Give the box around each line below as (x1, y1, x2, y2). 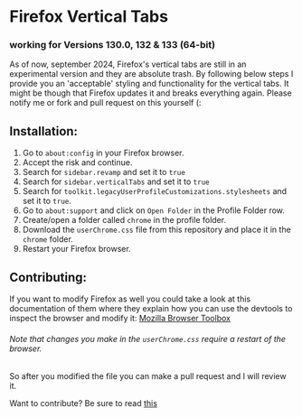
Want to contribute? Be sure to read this (9, 398, 158, 409)
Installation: (9, 124, 79, 139)
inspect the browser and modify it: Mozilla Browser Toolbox (9, 313, 231, 324)
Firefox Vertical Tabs (9, 6, 169, 27)
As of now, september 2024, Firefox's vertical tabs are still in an (9, 59, 247, 69)
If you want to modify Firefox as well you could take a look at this (9, 293, 251, 304)
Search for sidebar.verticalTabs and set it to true (22, 176, 210, 187)
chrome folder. (22, 234, 74, 245)
